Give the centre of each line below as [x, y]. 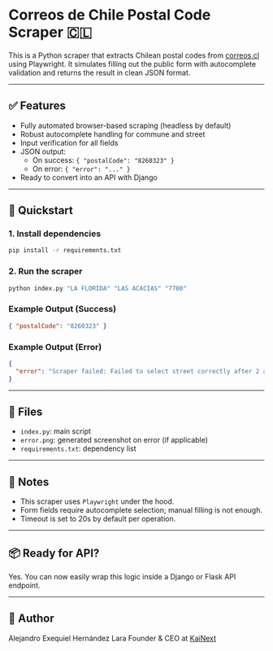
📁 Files [26, 411]
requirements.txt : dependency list [78, 448]
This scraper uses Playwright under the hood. [97, 501]
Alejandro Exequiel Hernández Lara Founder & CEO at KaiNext [113, 638]
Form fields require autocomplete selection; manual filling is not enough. [141, 510]
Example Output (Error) [55, 347]
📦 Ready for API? [54, 553]
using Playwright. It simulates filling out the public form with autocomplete [132, 63]
